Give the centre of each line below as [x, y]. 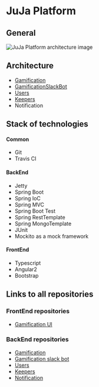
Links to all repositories [50, 295]
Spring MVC [29, 204]
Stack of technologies [47, 124]
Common [18, 139]
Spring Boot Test [35, 211]
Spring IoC [28, 198]
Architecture [30, 66]
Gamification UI [34, 324]
